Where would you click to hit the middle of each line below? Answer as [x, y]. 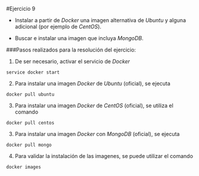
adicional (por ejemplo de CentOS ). [58, 27]
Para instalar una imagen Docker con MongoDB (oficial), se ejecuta [97, 134]
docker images [24, 167]
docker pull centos [30, 123]
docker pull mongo [29, 145]
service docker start [33, 72]
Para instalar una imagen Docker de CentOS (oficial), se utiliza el [94, 105]
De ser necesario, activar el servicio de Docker [72, 61]
